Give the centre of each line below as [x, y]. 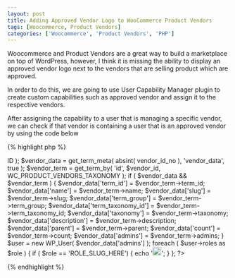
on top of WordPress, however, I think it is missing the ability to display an [114, 61]
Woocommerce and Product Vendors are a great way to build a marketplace [117, 54]
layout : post [26, 14]
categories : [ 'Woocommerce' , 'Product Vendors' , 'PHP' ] [91, 34]
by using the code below [43, 133]
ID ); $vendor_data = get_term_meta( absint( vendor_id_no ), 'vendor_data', [116, 161]
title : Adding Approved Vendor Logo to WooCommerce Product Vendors [110, 20]
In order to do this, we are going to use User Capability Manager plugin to [114, 90]
